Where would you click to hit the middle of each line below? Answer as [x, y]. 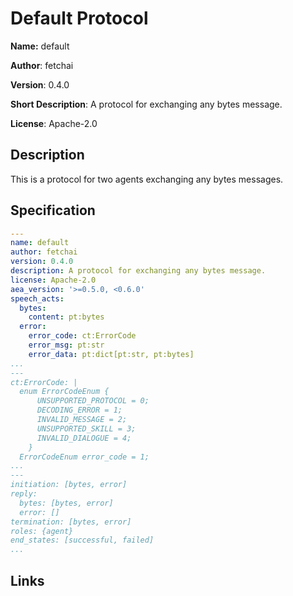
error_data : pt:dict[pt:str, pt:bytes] [111, 354]
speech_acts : [37, 298]
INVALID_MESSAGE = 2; [82, 420]
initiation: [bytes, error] [69, 485]
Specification [53, 210]
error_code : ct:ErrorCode [82, 336]
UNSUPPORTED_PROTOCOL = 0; [93, 401]
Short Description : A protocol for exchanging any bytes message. [146, 104]
